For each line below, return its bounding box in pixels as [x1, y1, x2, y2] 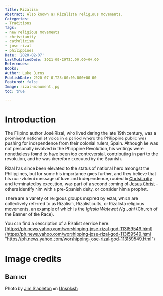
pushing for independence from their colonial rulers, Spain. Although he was [5, 140, 158, 146]
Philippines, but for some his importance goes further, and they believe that [5, 171, 156, 177]
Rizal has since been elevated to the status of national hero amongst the [5, 165, 150, 171]
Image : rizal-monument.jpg [5, 84, 60, 89]
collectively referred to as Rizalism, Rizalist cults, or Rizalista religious [5, 201, 145, 207]
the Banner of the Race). [5, 211, 54, 217]
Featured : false [5, 79, 38, 84]
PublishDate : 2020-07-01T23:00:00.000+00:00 [5, 75, 97, 80]
